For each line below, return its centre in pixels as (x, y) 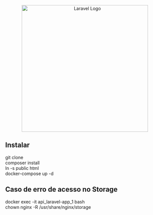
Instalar (18, 145)
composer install (22, 163)
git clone (14, 157)
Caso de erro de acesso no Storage (61, 189)
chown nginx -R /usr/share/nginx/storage (48, 207)
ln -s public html (22, 168)
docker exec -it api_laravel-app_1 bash (45, 202)
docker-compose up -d (30, 173)
